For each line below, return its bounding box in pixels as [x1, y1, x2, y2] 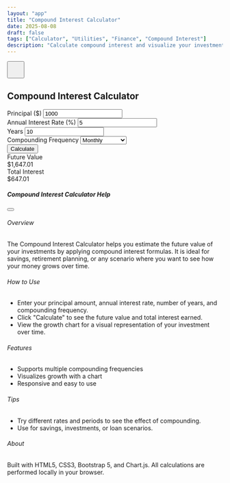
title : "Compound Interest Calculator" [7, 16, 121, 23]
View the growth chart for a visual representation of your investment [16, 320, 210, 329]
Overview [7, 219, 34, 227]
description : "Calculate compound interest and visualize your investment [7, 42, 225, 49]
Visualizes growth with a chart [16, 372, 103, 381]
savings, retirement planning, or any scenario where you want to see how [7, 255, 214, 263]
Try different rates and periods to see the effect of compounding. [16, 416, 201, 425]
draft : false [7, 29, 44, 36]
